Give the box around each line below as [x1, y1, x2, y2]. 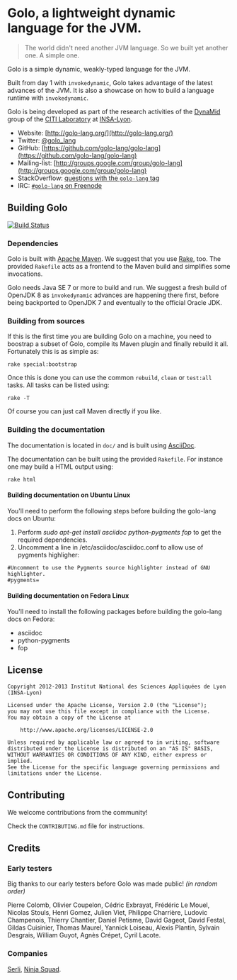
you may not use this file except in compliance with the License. [7, 708, 211, 715]
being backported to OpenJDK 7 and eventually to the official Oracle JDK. [7, 299, 223, 307]
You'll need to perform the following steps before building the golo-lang [7, 506, 216, 515]
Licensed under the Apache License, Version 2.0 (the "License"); [7, 701, 207, 708]
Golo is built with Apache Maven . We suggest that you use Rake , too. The [7, 255, 221, 263]
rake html [7, 476, 37, 483]
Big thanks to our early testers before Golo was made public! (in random [7, 879, 218, 888]
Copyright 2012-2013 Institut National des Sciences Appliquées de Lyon [7, 683, 226, 690]
